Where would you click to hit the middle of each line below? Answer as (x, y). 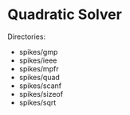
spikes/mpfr (39, 68)
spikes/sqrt (37, 102)
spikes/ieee (38, 60)
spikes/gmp (38, 52)
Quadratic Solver (65, 15)
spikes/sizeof (41, 94)
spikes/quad (39, 77)
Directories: (26, 36)
